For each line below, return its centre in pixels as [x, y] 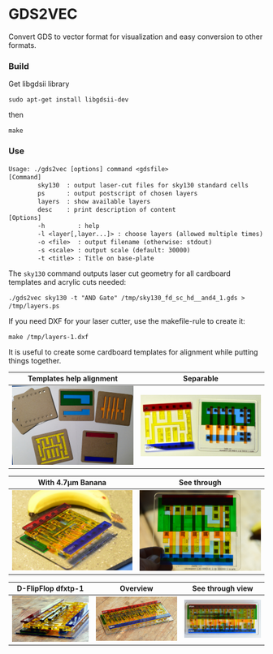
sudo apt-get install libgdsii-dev [69, 100]
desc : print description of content [107, 209]
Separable [201, 379]
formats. [22, 45]
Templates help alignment [73, 379]
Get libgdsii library [39, 84]
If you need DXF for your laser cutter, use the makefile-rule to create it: [127, 321]
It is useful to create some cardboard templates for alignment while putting [133, 352]
